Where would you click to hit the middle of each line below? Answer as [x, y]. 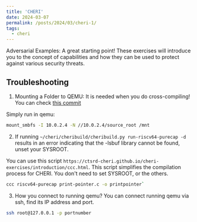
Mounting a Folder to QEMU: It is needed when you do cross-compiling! [102, 96]
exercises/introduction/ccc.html [47, 167]
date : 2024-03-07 [28, 17]
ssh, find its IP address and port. [54, 202]
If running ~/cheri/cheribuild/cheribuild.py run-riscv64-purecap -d [100, 136]
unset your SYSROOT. [42, 149]
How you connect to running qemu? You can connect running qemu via [102, 196]
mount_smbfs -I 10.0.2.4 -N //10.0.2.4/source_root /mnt [78, 125]
